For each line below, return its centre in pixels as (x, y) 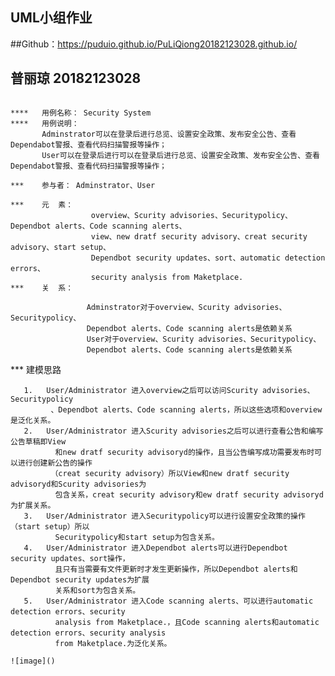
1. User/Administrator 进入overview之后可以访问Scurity (140, 390)
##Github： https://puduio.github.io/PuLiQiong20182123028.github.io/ (154, 44)
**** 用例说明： (45, 123)
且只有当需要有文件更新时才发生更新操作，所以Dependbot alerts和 (176, 569)
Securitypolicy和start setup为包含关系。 (137, 537)
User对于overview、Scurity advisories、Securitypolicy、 (204, 339)
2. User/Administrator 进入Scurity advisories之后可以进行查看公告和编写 (173, 431)
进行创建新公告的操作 (55, 463)
